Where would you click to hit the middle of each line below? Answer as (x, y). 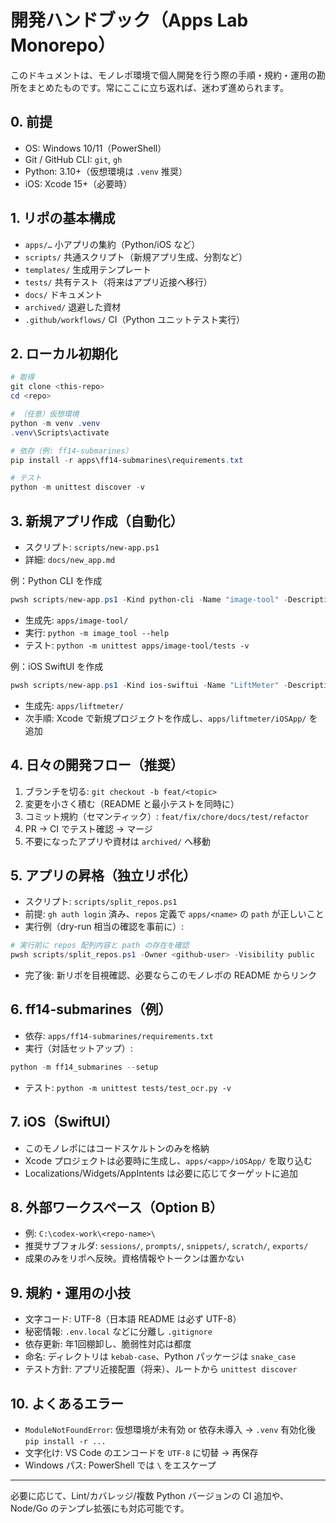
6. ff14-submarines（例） (91, 1009)
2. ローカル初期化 (64, 353)
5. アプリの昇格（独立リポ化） (103, 875)
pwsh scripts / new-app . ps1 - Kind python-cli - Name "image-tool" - (149, 599)
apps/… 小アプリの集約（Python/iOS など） (112, 244)
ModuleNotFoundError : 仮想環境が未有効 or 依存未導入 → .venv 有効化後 (170, 1429)
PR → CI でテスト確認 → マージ (88, 828)
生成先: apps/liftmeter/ (74, 705)
